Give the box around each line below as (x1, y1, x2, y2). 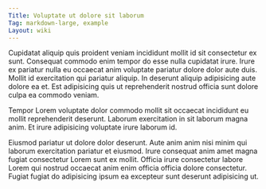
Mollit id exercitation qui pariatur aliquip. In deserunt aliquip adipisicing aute (8, 73, 256, 83)
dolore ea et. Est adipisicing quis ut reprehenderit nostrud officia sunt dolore (8, 82, 259, 91)
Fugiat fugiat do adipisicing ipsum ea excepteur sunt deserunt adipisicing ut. (8, 172, 259, 181)
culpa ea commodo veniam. (8, 91, 100, 100)
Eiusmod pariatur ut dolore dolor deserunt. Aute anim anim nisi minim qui (8, 138, 248, 148)
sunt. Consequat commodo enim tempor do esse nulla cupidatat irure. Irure (8, 56, 255, 66)
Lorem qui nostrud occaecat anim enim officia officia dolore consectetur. (8, 164, 247, 173)
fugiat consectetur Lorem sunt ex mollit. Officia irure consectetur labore (8, 155, 244, 164)
